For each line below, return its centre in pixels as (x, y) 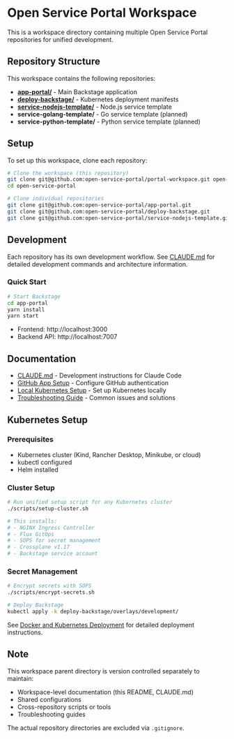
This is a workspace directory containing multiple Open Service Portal (108, 32)
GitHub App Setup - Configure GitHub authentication (93, 383)
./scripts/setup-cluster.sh (48, 508)
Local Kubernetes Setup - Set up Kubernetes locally (92, 390)
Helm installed (38, 470)
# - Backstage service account (53, 554)
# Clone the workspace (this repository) (68, 173)
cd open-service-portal (42, 186)
